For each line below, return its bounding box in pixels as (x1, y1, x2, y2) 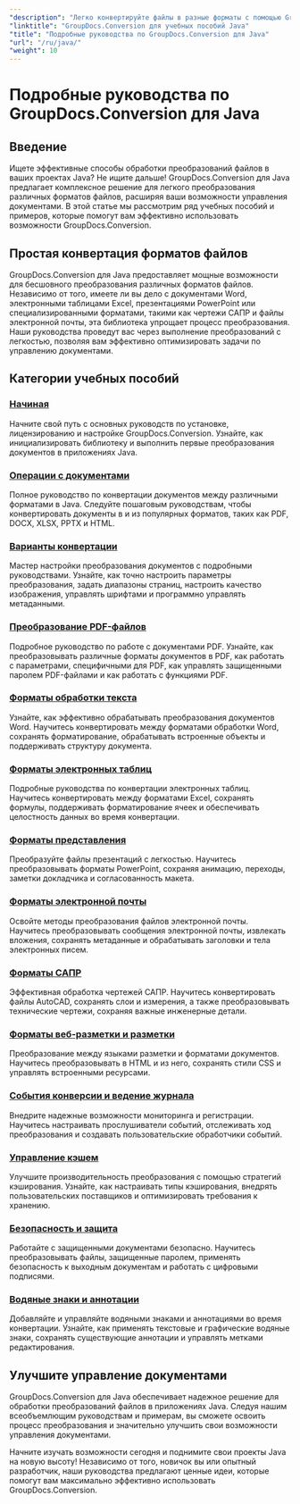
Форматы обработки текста (9, 691, 137, 704)
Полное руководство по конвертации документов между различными (9, 489, 279, 500)
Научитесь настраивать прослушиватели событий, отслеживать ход (9, 1119, 271, 1130)
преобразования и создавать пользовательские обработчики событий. (9, 1129, 283, 1140)
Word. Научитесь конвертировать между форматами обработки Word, (9, 721, 279, 732)
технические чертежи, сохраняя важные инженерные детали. (9, 1006, 247, 1016)
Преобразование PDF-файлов (9, 621, 147, 633)
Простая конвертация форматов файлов (9, 246, 248, 261)
